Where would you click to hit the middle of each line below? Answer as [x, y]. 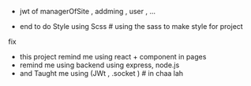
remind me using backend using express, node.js [99, 65]
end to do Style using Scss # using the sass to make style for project [131, 26]
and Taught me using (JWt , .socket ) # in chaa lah [101, 73]
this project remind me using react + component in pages [113, 57]
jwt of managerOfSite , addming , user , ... [88, 11]
